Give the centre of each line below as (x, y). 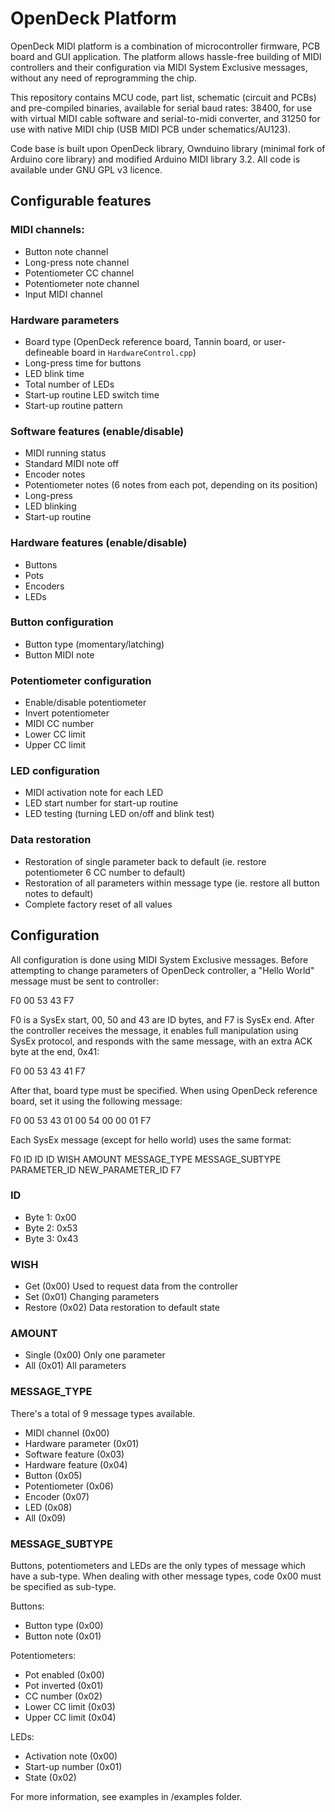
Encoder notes (55, 474)
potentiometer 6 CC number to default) (105, 872)
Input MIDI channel (63, 294)
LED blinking (50, 506)
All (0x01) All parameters (75, 1366)
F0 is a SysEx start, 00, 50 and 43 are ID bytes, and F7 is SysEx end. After (162, 1019)
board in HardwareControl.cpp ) (134, 352)
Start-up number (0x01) (73, 1766)
